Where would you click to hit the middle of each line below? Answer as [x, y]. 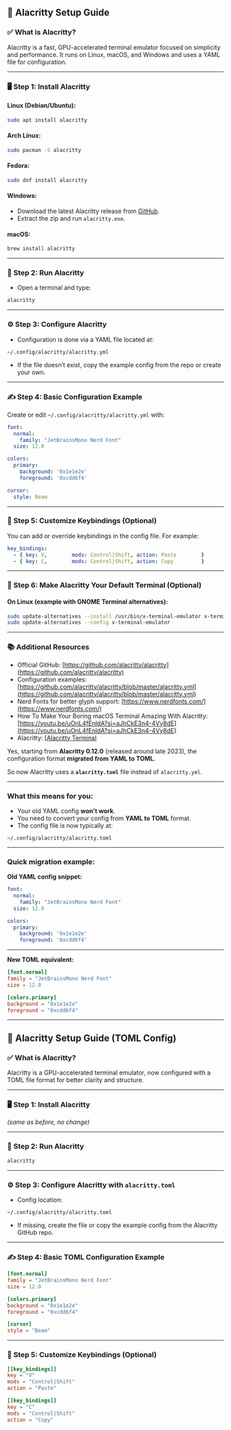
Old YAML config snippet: [45, 877]
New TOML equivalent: [41, 960]
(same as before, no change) [48, 1122]
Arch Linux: [24, 135]
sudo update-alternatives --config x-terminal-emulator [89, 623]
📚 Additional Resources [48, 647]
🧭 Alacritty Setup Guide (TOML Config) [92, 1038]
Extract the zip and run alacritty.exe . [71, 219]
